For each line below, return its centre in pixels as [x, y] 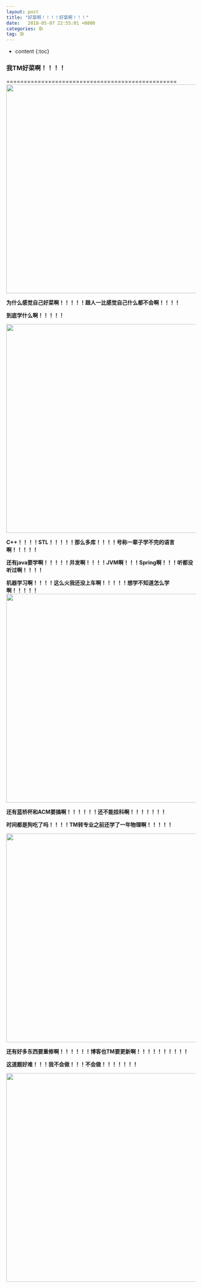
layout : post [23, 12]
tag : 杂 [15, 34]
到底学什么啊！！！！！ [35, 315]
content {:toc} [32, 51]
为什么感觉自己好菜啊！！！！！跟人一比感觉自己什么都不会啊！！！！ [93, 303]
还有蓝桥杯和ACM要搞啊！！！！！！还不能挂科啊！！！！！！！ [86, 812]
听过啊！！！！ [25, 570]
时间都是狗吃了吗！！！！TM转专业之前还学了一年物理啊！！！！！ [90, 825]
